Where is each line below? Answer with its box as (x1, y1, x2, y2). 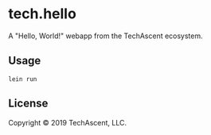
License (8, 97, 49, 110)
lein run (8, 75, 37, 83)
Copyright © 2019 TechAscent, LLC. (8, 118, 127, 127)
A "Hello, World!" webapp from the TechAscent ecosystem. (8, 31, 203, 40)
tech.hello (8, 5, 77, 23)
